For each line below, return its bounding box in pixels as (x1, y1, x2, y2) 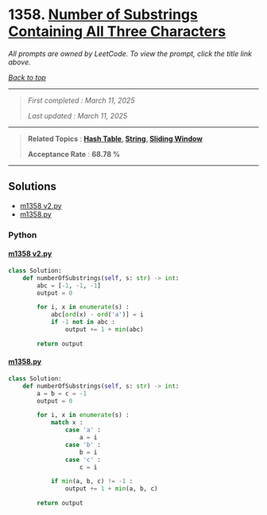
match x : (50, 419, 83, 427)
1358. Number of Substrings (8, 6, 199, 24)
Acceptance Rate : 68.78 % (27, 149, 121, 158)
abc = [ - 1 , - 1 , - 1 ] (37, 281, 102, 290)
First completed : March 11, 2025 (27, 96, 135, 105)
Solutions (8, 180, 57, 193)
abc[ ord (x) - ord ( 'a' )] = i (50, 310, 145, 319)
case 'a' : (64, 426, 102, 435)
